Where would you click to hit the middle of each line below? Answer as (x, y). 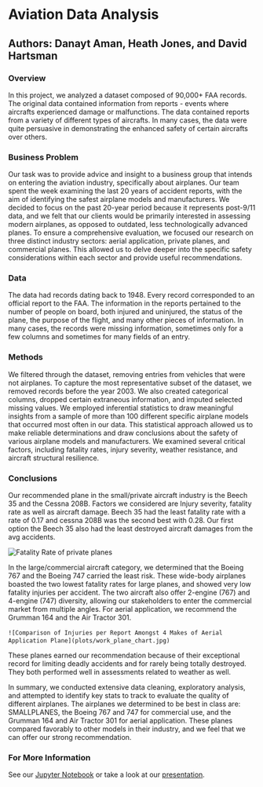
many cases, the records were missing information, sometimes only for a (126, 328)
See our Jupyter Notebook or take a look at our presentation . (107, 774)
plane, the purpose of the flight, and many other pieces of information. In (126, 320)
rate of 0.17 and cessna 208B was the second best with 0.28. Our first (121, 521)
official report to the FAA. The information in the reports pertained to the (124, 303)
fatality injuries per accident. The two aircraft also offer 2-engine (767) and (129, 593)
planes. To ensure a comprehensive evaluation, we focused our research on (131, 232)
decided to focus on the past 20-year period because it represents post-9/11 (132, 208)
